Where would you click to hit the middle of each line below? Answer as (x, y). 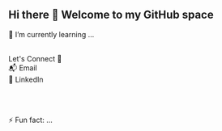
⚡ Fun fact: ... (30, 120)
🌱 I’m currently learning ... (51, 34)
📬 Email (23, 68)
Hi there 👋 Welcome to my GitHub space (111, 15)
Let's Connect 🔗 (35, 58)
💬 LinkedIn (26, 79)
